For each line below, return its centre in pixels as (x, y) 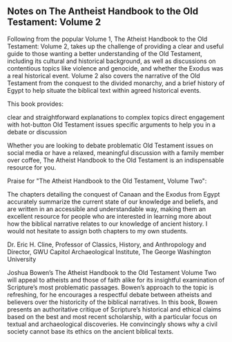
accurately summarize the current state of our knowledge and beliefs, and (113, 201)
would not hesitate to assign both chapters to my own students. (98, 231)
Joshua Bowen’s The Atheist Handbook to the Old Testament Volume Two (112, 272)
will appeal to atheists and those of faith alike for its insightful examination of (116, 280)
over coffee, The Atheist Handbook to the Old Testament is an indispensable (116, 160)
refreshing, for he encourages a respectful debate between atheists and (109, 294)
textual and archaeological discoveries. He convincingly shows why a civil (112, 324)
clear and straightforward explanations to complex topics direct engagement (116, 117)
